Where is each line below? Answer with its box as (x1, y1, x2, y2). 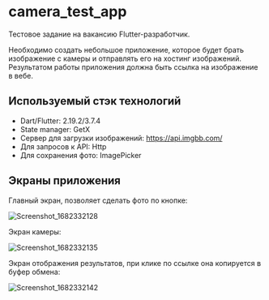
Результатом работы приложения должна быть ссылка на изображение (8, 62, 258, 71)
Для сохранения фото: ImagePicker (19, 150, 142, 160)
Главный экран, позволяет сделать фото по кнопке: (8, 195, 188, 205)
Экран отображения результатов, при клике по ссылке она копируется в (8, 258, 262, 268)
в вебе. (8, 71, 34, 80)
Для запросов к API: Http (19, 141, 107, 152)
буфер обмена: (8, 267, 61, 276)
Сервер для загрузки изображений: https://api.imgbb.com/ (19, 133, 223, 143)
